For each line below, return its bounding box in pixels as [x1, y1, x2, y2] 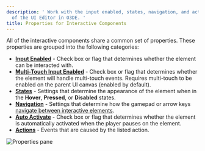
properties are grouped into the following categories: [6, 43, 139, 51]
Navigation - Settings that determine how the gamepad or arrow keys [15, 100, 191, 108]
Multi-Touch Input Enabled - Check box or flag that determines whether [15, 68, 198, 75]
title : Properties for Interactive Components [6, 20, 127, 26]
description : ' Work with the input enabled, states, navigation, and [6, 9, 190, 15]
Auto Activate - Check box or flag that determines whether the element [15, 113, 196, 121]
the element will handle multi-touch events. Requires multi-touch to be [15, 74, 192, 82]
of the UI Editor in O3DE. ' [12, 15, 86, 21]
